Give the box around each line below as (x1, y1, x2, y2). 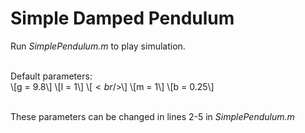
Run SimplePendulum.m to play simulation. (10, 40, 186, 52)
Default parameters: (10, 70, 93, 82)
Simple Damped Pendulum (10, 7, 235, 30)
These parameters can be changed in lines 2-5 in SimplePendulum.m (10, 110, 295, 122)
